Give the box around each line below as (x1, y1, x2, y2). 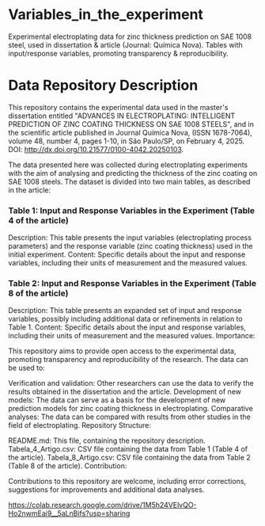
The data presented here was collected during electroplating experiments (8, 160, 248, 170)
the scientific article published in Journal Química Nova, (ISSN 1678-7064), (8, 128, 253, 137)
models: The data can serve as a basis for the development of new (8, 395, 226, 405)
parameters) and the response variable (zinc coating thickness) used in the (8, 242, 253, 251)
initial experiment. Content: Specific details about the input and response (8, 250, 246, 259)
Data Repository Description (8, 77, 199, 94)
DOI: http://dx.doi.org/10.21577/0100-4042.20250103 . (8, 144, 184, 154)
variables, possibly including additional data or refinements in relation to (8, 314, 243, 324)
